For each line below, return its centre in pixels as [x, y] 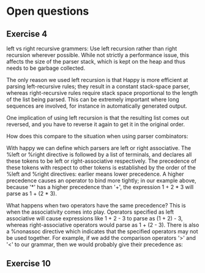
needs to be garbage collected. [46, 68]
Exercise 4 [27, 34]
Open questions [48, 11]
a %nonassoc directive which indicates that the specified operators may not [102, 231]
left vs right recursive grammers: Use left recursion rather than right [92, 48]
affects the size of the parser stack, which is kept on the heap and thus [96, 62]
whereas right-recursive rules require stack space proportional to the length [102, 93]
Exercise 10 [28, 264]
